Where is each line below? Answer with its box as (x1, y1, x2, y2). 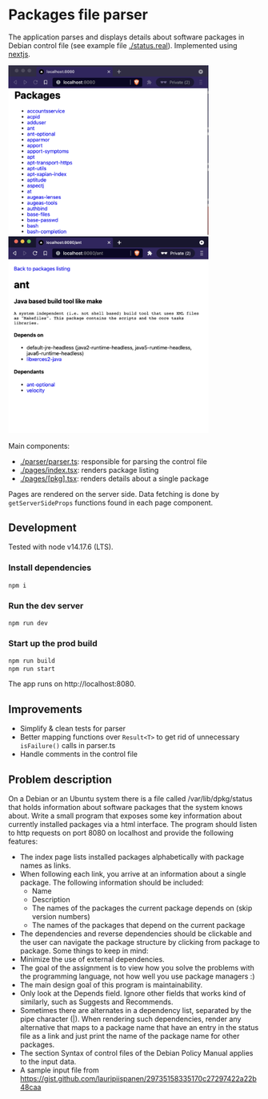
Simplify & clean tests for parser (19, 724, 126, 734)
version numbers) (31, 911, 90, 921)
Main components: (8, 441, 70, 450)
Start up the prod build (8, 637, 98, 649)
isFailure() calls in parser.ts (19, 741, 116, 751)
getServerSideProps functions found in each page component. (8, 498, 214, 507)
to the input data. (19, 1056, 77, 1066)
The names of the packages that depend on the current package (31, 920, 246, 930)
